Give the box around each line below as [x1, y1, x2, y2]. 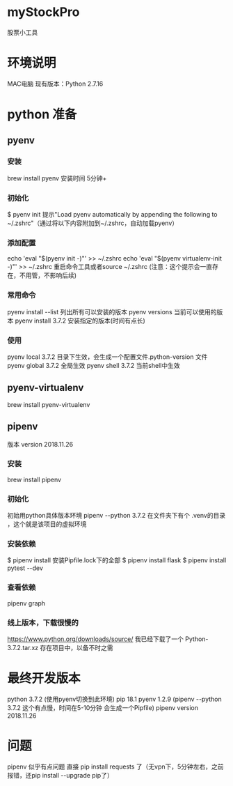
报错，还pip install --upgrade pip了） [7, 771, 113, 779]
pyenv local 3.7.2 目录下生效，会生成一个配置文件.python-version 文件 [7, 353, 208, 361]
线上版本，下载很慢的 [7, 617, 79, 627]
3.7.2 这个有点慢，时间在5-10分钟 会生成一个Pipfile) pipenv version [7, 703, 199, 711]
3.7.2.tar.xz [7, 644, 39, 652]
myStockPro [7, 4, 80, 20]
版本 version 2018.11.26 [7, 440, 74, 448]
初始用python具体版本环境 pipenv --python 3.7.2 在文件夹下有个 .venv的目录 [7, 511, 226, 520]
